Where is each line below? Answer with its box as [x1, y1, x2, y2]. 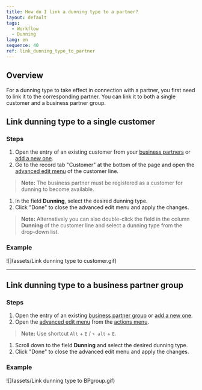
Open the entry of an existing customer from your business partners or [14, 148, 191, 156]
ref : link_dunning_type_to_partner [6, 48, 96, 54]
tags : [6, 20, 20, 26]
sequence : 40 [6, 43, 39, 49]
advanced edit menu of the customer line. [14, 168, 119, 175]
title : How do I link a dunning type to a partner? [6, 8, 138, 15]
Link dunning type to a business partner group [6, 280, 184, 290]
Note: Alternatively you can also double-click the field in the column [20, 215, 190, 223]
